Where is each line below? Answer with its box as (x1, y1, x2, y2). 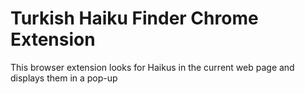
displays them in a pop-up (10, 72, 118, 84)
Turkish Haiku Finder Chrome (10, 7, 259, 30)
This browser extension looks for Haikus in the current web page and (10, 61, 295, 73)
